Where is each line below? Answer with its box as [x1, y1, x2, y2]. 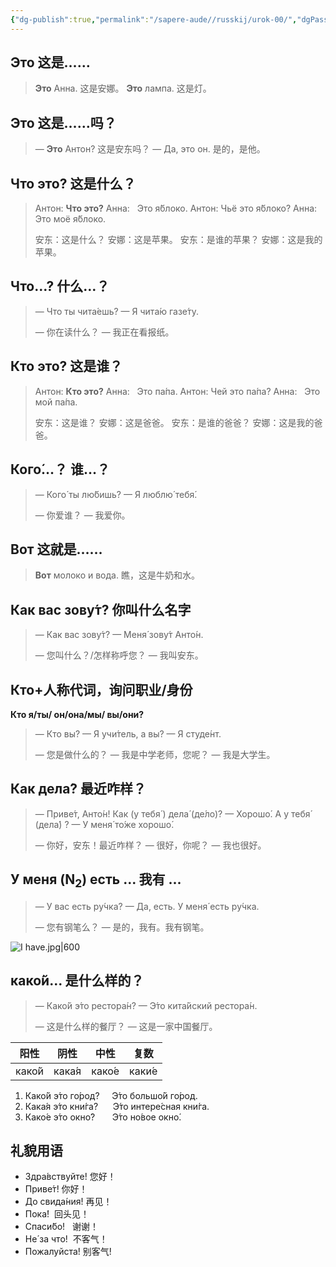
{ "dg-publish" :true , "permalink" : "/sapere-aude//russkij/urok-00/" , [10, 14, 298, 25]
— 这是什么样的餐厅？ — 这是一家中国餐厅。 [34, 1020, 218, 1032]
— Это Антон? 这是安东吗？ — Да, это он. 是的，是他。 [34, 143, 266, 155]
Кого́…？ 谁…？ [10, 461, 111, 478]
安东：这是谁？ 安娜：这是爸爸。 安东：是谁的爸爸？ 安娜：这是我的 [34, 416, 315, 428]
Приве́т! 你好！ [24, 1183, 88, 1195]
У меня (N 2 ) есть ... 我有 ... [10, 871, 182, 891]
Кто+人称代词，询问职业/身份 [10, 681, 193, 698]
